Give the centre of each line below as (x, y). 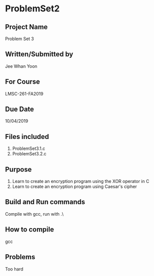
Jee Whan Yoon (21, 66)
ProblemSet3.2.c (29, 154)
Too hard (14, 269)
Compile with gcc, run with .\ (35, 214)
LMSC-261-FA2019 (24, 93)
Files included (27, 137)
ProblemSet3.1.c (29, 148)
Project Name (26, 27)
